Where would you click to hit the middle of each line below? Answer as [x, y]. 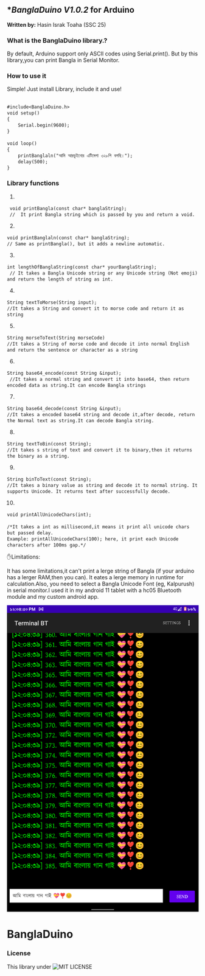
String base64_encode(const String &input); [64, 373]
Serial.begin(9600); [44, 125]
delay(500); [33, 162]
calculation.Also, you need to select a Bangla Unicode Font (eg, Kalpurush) [101, 584]
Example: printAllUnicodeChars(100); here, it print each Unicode [93, 539]
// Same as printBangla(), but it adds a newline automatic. [86, 244]
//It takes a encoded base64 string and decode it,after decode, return [101, 414]
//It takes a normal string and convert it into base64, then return [99, 379]
